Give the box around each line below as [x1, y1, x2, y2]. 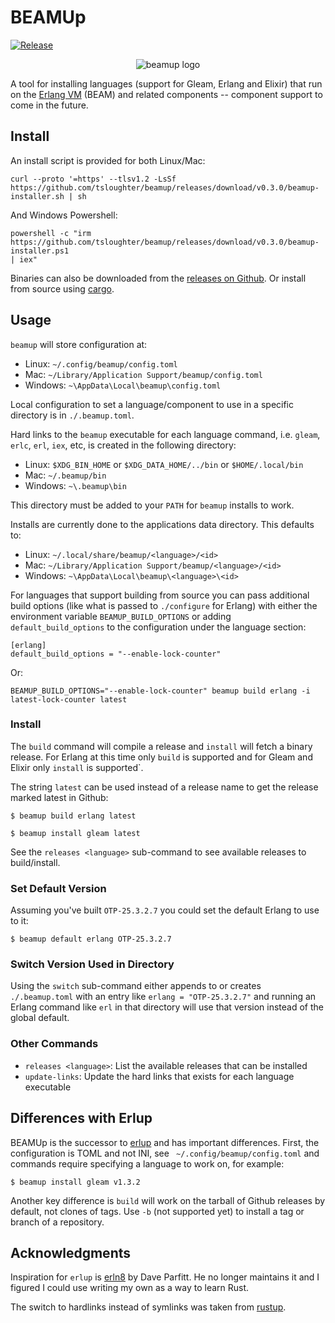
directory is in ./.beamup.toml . [10, 409, 135, 421]
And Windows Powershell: [10, 209, 118, 221]
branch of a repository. [10, 1216, 105, 1228]
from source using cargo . [10, 282, 115, 295]
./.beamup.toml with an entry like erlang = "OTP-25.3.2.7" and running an [10, 991, 317, 1003]
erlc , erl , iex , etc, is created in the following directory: [10, 439, 237, 451]
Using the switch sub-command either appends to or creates [10, 980, 262, 992]
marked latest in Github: [10, 791, 109, 803]
